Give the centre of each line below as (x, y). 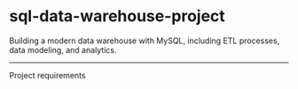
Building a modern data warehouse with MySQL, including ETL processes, (145, 41)
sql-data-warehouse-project (118, 16)
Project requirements (47, 75)
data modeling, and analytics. (63, 49)
